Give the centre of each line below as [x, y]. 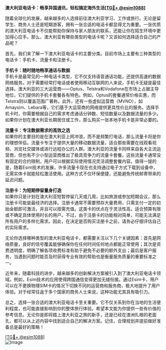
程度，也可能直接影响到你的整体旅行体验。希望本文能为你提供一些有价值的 [85, 308]
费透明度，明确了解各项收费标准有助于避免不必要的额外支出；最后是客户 [79, 250]
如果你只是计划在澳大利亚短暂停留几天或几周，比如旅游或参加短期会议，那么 [83, 197]
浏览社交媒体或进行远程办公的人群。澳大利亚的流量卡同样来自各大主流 [85, 149]
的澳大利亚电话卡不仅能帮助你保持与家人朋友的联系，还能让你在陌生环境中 [81, 31]
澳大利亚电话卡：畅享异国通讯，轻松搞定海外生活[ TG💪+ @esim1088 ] [75, 8]
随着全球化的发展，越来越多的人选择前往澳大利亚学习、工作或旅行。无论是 [81, 18]
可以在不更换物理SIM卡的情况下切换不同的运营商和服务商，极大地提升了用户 [83, 286]
